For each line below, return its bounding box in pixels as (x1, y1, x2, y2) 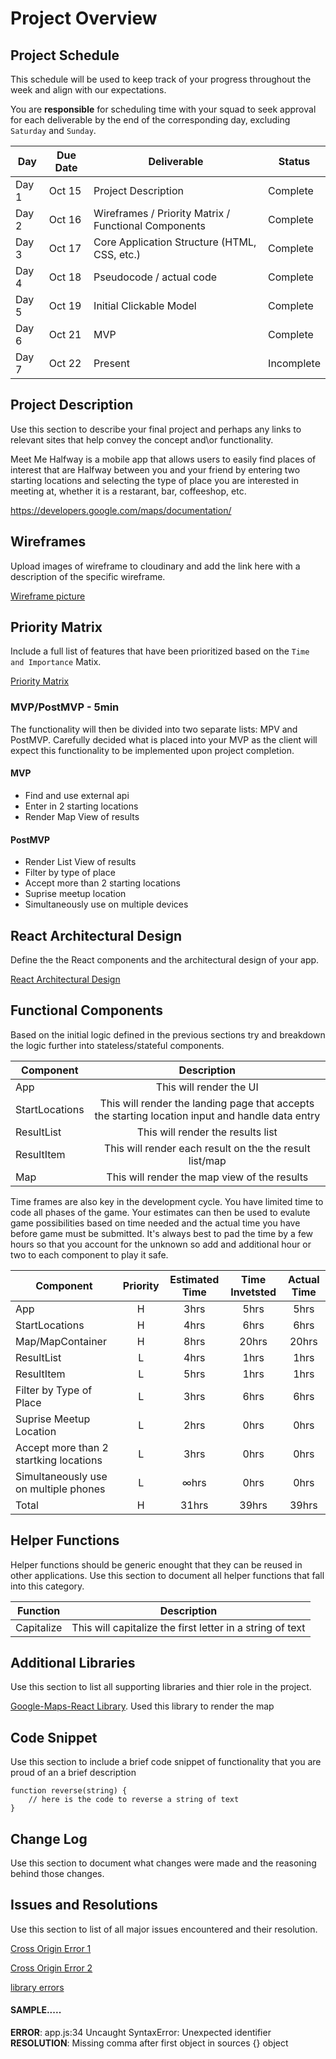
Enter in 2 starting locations (24, 800, 139, 812)
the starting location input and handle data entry (94, 1108, 321, 1122)
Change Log (10, 1830, 88, 1847)
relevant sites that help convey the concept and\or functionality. (10, 433, 274, 446)
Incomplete (268, 357, 321, 370)
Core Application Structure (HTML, (93, 235, 257, 249)
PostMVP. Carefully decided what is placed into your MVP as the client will (10, 733, 318, 746)
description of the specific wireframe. (10, 570, 166, 582)
